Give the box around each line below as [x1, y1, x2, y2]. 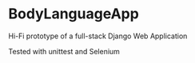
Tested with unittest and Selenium [8, 46, 120, 56]
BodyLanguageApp [8, 5, 140, 23]
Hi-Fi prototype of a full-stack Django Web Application [8, 31, 188, 41]
